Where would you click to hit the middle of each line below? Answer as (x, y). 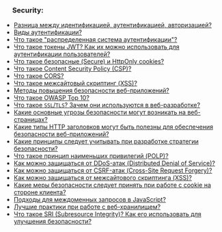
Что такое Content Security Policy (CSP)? (72, 69)
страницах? (30, 120)
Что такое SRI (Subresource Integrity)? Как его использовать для (107, 214)
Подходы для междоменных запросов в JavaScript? (89, 200)
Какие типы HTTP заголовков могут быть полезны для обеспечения (113, 127)
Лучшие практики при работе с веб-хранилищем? (87, 207)
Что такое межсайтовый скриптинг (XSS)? (75, 83)
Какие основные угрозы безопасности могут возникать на (100, 112)
